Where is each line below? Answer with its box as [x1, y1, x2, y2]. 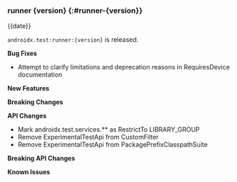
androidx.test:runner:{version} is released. [7, 35, 139, 44]
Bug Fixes [7, 49, 38, 58]
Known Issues [7, 168, 51, 176]
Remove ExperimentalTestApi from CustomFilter [17, 133, 159, 142]
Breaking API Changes [7, 154, 75, 163]
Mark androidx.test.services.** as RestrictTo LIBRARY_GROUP [17, 125, 200, 134]
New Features [7, 84, 50, 93]
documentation [17, 70, 63, 79]
